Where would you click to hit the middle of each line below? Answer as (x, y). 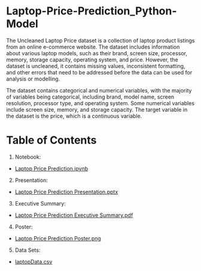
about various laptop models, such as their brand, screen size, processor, (97, 53)
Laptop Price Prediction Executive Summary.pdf (74, 215)
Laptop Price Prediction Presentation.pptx (66, 192)
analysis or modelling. (33, 79)
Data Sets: (28, 250)
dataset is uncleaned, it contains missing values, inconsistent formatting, (96, 66)
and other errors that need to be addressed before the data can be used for (99, 72)
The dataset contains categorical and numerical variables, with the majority (99, 90)
